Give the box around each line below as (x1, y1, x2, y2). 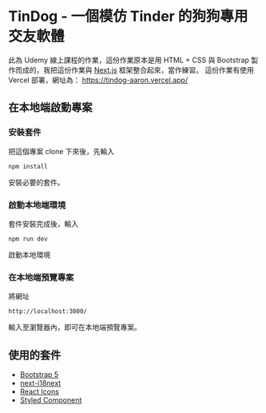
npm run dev (8, 235, 48, 243)
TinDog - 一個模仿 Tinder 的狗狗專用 (8, 7, 248, 26)
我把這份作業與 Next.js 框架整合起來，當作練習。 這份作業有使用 (42, 65, 254, 74)
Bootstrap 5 (19, 370, 59, 379)
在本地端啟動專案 (8, 101, 93, 114)
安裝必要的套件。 (8, 177, 65, 187)
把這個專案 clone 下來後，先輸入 (8, 146, 115, 156)
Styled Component (19, 395, 82, 405)
